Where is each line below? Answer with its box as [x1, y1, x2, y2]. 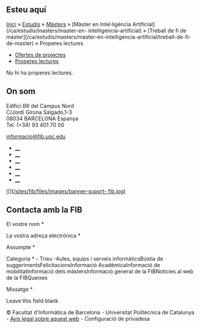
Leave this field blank [6, 298, 59, 305]
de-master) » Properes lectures [6, 39, 84, 47]
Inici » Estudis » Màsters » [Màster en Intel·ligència [6, 20, 131, 27]
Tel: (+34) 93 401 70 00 [6, 121, 64, 128]
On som [6, 86, 36, 97]
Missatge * [6, 286, 33, 293]
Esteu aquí [6, 5, 47, 15]
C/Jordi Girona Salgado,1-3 [6, 109, 73, 116]
